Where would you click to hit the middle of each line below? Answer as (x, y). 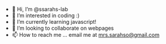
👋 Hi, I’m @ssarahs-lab (40, 9)
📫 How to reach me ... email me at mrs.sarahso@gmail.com (86, 35)
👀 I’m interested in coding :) (46, 15)
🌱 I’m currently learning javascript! (54, 22)
